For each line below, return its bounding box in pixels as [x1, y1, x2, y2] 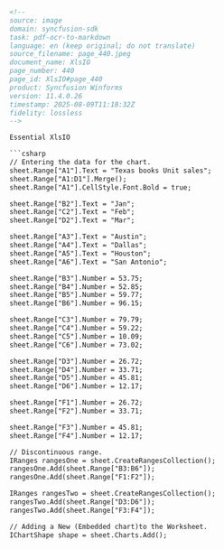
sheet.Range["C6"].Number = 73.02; [9, 340, 144, 349]
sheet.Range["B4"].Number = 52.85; [9, 282, 144, 292]
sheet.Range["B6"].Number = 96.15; [9, 299, 144, 308]
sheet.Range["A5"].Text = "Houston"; [9, 248, 152, 258]
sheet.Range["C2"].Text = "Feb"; [9, 208, 135, 217]
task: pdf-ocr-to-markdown [9, 33, 111, 42]
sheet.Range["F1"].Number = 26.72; [9, 398, 144, 407]
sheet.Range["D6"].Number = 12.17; [9, 382, 144, 391]
